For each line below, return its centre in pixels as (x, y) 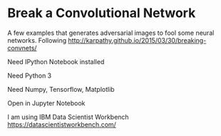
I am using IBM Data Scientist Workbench (68, 117)
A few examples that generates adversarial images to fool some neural (111, 33)
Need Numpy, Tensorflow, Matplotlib (61, 89)
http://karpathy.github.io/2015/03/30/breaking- (137, 40)
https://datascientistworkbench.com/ (62, 124)
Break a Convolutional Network (102, 13)
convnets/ (22, 48)
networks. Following (37, 40)
